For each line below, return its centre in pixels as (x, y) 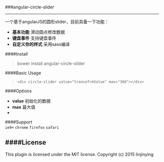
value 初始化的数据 (31, 101)
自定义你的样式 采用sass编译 (41, 44)
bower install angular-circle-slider (51, 63)
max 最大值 (24, 107)
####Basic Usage (23, 73)
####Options (18, 91)
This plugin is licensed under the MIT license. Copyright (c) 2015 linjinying (79, 154)
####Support (19, 122)
